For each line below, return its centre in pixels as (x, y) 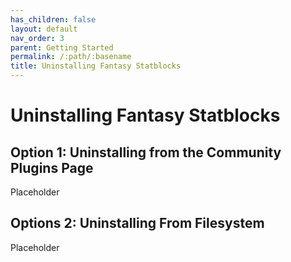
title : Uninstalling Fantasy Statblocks (96, 66)
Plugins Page (52, 167)
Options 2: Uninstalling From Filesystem (137, 223)
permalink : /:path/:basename (71, 57)
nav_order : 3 (37, 38)
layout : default (44, 29)
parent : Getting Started (62, 47)
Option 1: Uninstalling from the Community (146, 152)
